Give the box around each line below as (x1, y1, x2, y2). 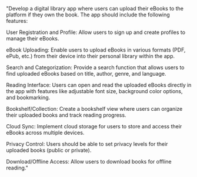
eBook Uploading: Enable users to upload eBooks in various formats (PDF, (6, 46, 186, 53)
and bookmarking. (6, 94, 51, 101)
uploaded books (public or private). (6, 147, 92, 154)
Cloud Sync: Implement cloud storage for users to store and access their (6, 123, 182, 130)
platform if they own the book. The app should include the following (6, 11, 171, 18)
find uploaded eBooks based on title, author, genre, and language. (6, 70, 166, 77)
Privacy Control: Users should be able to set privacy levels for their (6, 141, 168, 147)
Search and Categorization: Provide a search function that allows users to (6, 64, 185, 71)
